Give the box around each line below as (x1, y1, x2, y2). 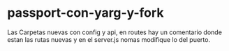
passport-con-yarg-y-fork (7, 5, 164, 21)
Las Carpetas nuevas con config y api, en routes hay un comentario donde (7, 28, 222, 36)
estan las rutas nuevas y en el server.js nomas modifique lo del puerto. (7, 35, 211, 43)
